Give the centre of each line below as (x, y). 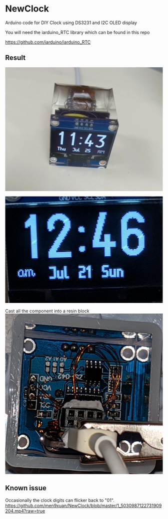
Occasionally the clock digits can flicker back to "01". (60, 500)
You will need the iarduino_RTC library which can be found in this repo (77, 32)
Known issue (26, 488)
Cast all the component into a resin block (47, 311)
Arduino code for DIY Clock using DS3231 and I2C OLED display (71, 23)
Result (15, 58)
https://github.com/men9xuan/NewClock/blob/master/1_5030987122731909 (83, 505)
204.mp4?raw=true (25, 511)
